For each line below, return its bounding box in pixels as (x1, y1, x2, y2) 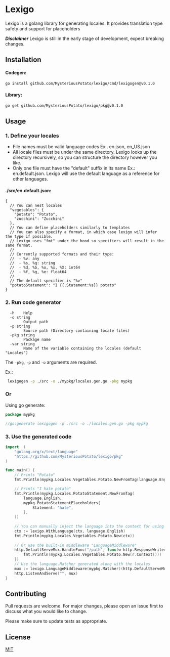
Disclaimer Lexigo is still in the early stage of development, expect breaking (5, 35, 164, 41)
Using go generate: (5, 402, 46, 408)
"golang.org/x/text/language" (14, 449, 78, 454)
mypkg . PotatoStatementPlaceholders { (23, 500, 101, 505)
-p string (10, 324, 30, 329)
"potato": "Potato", (14, 212, 58, 217)
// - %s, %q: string (10, 260, 56, 266)
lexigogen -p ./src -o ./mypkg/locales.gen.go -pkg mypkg (7, 378, 133, 384)
